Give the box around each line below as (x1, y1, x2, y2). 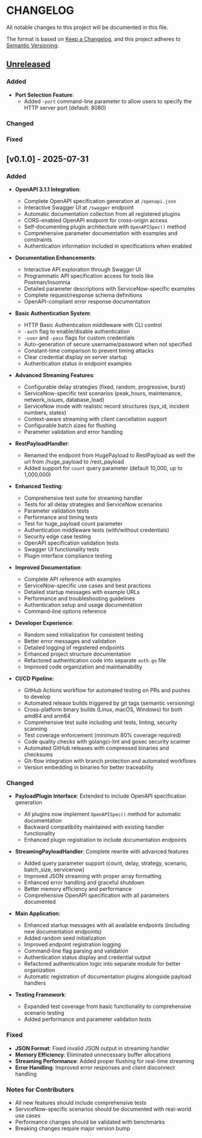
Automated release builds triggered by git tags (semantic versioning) (24, 699, 195, 707)
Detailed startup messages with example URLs (24, 589, 140, 596)
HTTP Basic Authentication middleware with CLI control (24, 322, 162, 329)
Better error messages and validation (24, 638, 116, 645)
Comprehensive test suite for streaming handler (24, 494, 143, 502)
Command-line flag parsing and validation (24, 947, 128, 955)
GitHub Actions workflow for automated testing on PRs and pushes (24, 687, 191, 694)
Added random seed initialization (24, 934, 106, 942)
